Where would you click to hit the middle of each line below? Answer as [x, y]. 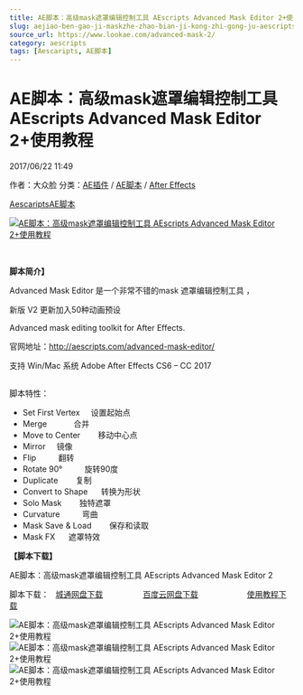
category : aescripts [48, 43]
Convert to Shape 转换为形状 [82, 492]
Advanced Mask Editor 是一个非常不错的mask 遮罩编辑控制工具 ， [132, 291]
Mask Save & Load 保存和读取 [85, 526]
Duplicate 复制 [57, 481]
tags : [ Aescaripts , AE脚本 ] [61, 52]
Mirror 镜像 [47, 446]
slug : [19, 26]
